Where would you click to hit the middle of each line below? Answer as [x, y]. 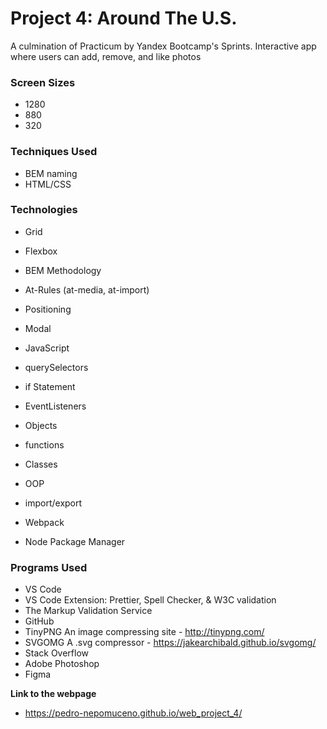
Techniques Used [54, 152]
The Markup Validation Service [88, 611]
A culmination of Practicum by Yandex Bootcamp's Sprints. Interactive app [163, 46]
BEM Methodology [63, 270]
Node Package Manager [75, 541]
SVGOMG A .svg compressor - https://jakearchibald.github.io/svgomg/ [170, 643]
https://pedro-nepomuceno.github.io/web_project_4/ [133, 713]
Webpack [44, 522]
